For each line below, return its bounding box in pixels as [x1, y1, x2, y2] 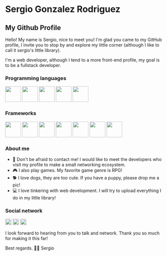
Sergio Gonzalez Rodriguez [5, 3, 121, 15]
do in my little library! [12, 194, 56, 200]
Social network [5, 207, 42, 214]
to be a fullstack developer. [5, 62, 61, 68]
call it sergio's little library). [5, 47, 61, 53]
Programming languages [5, 74, 66, 81]
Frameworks [5, 110, 36, 117]
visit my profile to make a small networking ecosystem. [12, 161, 126, 167]
